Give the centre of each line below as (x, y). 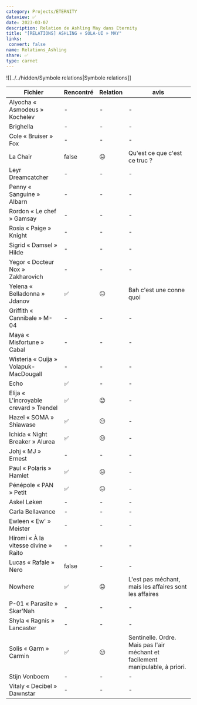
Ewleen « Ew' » (30, 521)
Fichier (34, 92)
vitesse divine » (30, 545)
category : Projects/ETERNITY (42, 11)
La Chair (21, 157)
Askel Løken (26, 502)
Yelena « (21, 286)
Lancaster (23, 628)
